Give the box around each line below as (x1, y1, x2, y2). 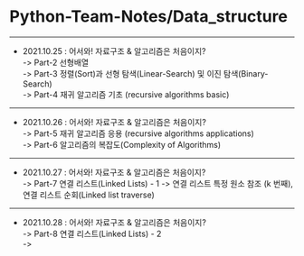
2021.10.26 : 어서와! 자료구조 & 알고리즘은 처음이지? (22, 116, 206, 127)
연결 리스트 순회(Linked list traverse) (22, 189, 156, 200)
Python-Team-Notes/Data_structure (9, 6, 288, 27)
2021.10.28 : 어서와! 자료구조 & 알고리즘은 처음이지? (22, 216, 206, 227)
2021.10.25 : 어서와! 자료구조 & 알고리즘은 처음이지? (22, 45, 206, 56)
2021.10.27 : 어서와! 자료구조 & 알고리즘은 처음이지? (22, 167, 206, 178)
